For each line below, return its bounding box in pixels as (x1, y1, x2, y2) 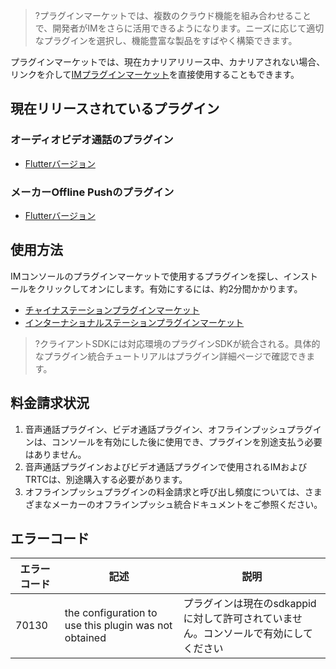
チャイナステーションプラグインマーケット (24, 304, 200, 316)
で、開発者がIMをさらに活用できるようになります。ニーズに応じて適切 (34, 22, 325, 34)
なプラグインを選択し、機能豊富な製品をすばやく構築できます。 (34, 35, 298, 46)
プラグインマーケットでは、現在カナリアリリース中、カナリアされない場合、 (10, 56, 326, 68)
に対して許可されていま (183, 612, 293, 626)
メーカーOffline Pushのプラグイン (10, 185, 175, 199)
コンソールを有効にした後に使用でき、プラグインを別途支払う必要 (51, 435, 323, 448)
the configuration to (64, 606, 158, 620)
